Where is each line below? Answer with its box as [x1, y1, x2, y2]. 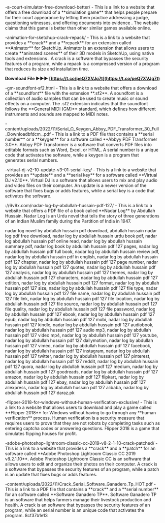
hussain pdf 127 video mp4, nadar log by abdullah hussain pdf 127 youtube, [5, 332, 159, 338]
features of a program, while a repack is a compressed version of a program [5, 61, 160, 66]
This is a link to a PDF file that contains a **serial [55, 131, 154, 137]
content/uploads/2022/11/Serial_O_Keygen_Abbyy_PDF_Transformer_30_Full [5, 126, 159, 132]
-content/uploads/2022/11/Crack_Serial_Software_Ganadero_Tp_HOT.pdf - [5, 481, 156, 487]
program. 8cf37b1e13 [5, 513, 48, 518]
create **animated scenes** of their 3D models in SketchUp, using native [5, 50, 154, 56]
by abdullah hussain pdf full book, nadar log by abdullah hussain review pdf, [5, 248, 160, 254]
